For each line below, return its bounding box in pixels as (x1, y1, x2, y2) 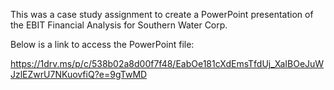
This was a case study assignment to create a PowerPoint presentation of (10, 9, 314, 20)
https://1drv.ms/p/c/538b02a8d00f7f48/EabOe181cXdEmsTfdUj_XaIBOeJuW (10, 58, 325, 69)
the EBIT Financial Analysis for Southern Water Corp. (10, 19, 228, 31)
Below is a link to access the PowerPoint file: (10, 39, 195, 50)
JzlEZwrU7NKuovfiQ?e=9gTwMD (10, 69, 148, 80)
